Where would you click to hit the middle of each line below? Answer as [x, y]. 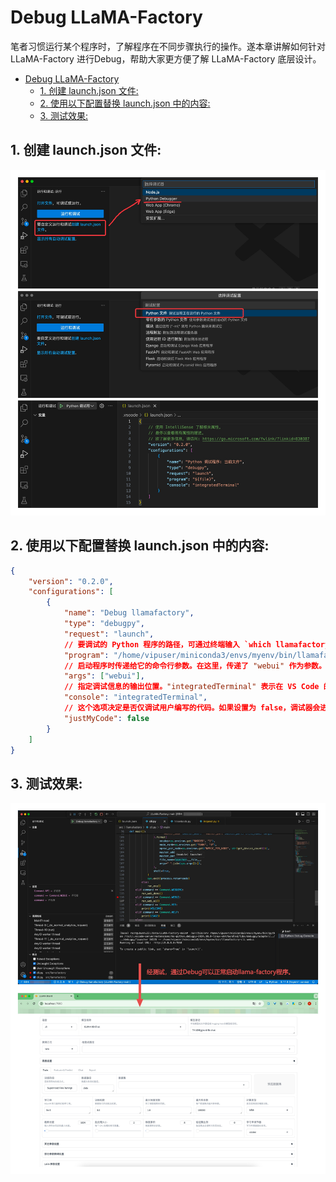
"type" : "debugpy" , [104, 624]
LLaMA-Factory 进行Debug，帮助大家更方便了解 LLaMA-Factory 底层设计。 [166, 58]
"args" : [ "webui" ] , [104, 676]
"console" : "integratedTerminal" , [135, 697]
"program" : [86, 655]
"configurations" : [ [71, 592]
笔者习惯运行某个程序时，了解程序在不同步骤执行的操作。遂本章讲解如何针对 [168, 46]
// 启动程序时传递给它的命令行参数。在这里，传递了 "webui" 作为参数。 [195, 666]
